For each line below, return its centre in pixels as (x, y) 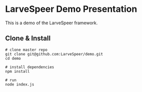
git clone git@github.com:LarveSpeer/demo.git (54, 54)
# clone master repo (27, 50)
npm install (17, 71)
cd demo (13, 58)
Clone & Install (28, 38)
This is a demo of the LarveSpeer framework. (51, 23)
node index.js (20, 84)
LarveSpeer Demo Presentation (71, 9)
